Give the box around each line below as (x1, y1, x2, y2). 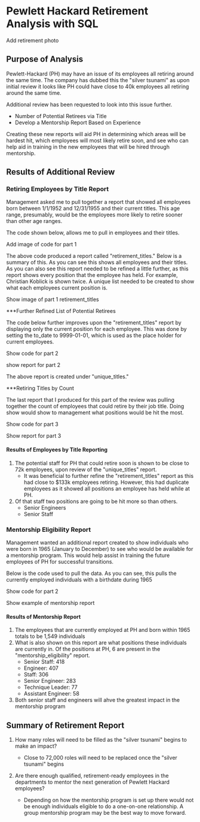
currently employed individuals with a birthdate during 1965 (6, 576, 152, 583)
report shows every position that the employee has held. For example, (6, 272, 178, 279)
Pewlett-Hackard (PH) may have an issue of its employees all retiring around (6, 70, 194, 77)
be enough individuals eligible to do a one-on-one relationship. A (23, 802, 184, 810)
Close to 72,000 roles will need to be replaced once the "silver (23, 754, 178, 761)
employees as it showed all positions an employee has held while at (23, 484, 190, 492)
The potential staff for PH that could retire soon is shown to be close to (14, 459, 189, 466)
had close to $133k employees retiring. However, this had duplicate (23, 478, 189, 486)
